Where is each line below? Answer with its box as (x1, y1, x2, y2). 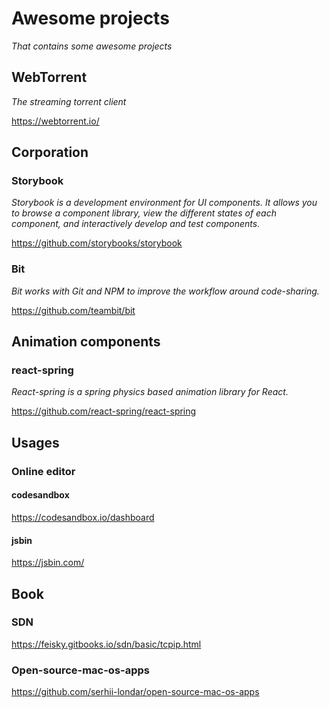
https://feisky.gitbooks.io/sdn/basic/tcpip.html (11, 638, 202, 650)
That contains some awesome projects (11, 40, 173, 52)
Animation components (11, 333, 161, 351)
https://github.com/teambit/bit (11, 304, 136, 316)
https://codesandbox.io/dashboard (11, 511, 155, 523)
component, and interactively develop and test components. (11, 218, 261, 230)
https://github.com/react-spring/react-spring (11, 405, 197, 417)
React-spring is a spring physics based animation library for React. (11, 386, 289, 398)
